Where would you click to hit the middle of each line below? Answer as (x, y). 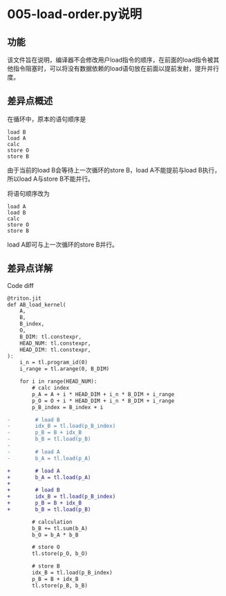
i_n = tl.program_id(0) (54, 363)
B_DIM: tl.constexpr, (50, 336)
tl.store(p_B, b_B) (60, 586)
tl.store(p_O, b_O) (60, 554)
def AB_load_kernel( (37, 305)
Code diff (21, 285)
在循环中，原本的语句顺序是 (47, 119)
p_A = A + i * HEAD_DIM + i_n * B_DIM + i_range (103, 394)
